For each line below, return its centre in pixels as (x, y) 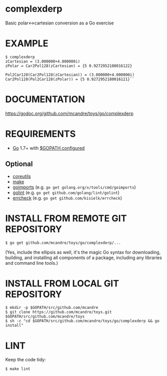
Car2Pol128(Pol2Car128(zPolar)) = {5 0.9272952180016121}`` (70, 79)
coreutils (22, 176)
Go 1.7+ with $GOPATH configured (49, 148)
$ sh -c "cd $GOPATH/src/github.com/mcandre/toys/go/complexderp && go (82, 321)
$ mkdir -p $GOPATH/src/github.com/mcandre (52, 308)
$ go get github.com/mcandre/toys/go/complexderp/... (63, 243)
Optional (19, 164)
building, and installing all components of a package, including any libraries (84, 258)
